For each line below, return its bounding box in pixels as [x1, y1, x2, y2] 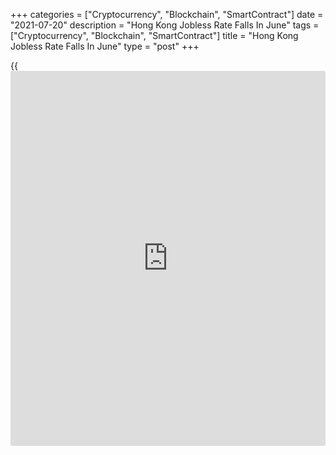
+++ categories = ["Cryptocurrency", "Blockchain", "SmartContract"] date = [10, 9, 324, 20]
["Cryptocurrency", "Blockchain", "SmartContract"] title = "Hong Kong [10, 30, 299, 41]
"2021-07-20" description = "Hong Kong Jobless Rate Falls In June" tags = [10, 19, 320, 31]
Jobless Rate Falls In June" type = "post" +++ [10, 40, 200, 52]
